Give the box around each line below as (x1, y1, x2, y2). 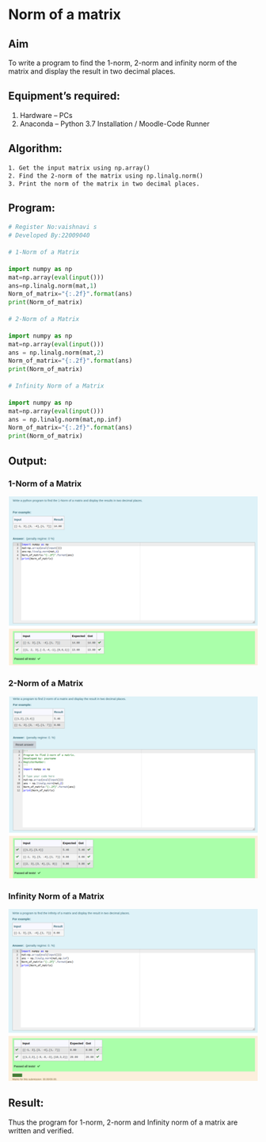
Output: (8, 454, 47, 468)
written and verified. (8, 1125, 74, 1135)
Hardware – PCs (19, 110, 73, 120)
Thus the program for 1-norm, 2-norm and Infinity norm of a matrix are (8, 1117, 238, 1127)
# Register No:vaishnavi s (8, 223, 97, 231)
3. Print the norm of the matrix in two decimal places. (8, 180, 200, 188)
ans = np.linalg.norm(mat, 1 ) (8, 281, 97, 290)
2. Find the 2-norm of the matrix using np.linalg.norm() (8, 172, 203, 180)
